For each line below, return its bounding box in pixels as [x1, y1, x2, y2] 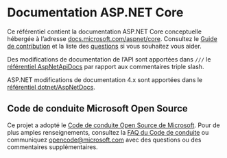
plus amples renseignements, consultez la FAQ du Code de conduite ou [7, 128, 209, 136]
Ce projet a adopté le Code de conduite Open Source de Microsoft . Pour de [7, 121, 221, 129]
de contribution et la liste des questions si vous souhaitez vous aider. [7, 42, 202, 50]
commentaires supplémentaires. [7, 142, 98, 151]
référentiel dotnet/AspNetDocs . [7, 83, 96, 91]
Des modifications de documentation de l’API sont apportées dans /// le [7, 55, 211, 63]
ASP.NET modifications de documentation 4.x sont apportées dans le [7, 75, 203, 83]
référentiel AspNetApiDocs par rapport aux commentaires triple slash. [7, 62, 204, 70]
